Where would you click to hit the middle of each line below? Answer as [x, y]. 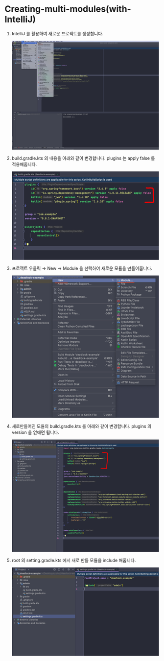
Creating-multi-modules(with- [68, 9]
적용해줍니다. [24, 164]
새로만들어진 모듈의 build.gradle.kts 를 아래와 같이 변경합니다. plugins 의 [82, 426]
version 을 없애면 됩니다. [35, 432]
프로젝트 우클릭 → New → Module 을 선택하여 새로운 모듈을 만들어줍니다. [82, 268]
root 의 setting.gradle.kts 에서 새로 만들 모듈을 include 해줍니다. [74, 560]
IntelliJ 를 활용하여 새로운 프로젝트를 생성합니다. [58, 33]
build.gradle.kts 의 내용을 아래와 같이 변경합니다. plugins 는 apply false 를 [83, 158]
